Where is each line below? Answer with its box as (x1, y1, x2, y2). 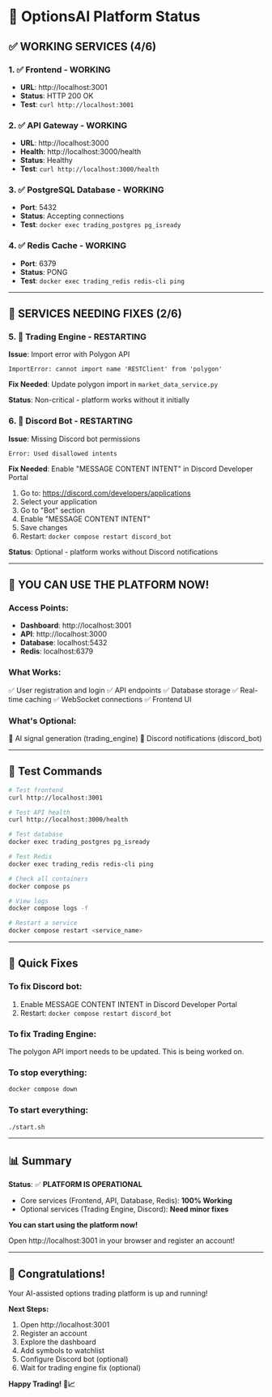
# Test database (8, 830, 63, 838)
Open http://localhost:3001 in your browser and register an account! (8, 1236, 236, 1245)
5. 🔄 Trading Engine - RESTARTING (8, 332, 147, 343)
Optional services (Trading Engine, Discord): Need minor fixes (19, 1204, 229, 1215)
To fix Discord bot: (8, 981, 83, 992)
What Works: (8, 666, 62, 678)
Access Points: (8, 602, 69, 614)
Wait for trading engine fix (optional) (19, 1363, 142, 1373)
